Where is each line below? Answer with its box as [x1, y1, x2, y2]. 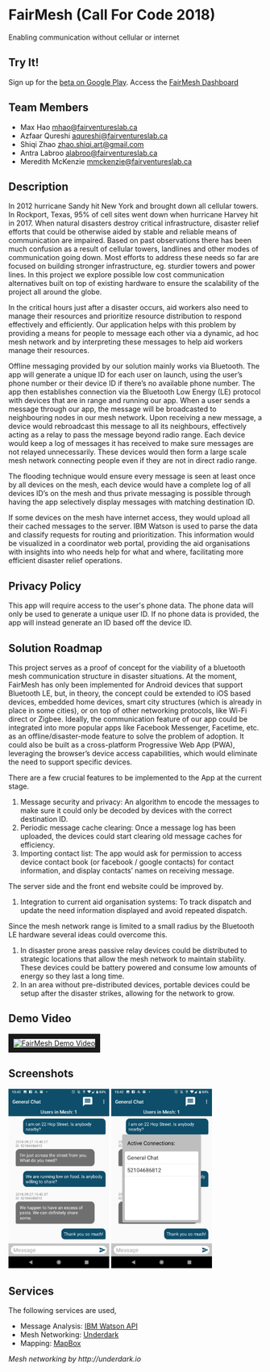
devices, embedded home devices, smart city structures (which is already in [8, 697, 262, 706]
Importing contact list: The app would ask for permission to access [19, 848, 243, 858]
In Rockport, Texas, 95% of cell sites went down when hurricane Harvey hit [8, 210, 259, 220]
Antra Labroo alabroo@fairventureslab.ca [19, 148, 158, 158]
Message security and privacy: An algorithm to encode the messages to [19, 798, 260, 806]
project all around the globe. [8, 287, 102, 297]
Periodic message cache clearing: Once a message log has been [19, 823, 236, 832]
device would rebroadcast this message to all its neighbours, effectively [8, 422, 247, 431]
